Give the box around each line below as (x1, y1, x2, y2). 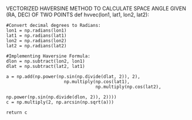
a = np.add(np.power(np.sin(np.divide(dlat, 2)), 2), (6, 74, 141, 80)
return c (6, 109, 28, 115)
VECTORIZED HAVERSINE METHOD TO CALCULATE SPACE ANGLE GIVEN (6, 5, 186, 12)
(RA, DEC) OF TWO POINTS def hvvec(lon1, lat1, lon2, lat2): (6, 11, 150, 18)
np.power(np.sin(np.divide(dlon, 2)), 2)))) (6, 94, 117, 100)
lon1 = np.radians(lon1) (6, 28, 67, 33)
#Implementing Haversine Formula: (6, 53, 91, 59)
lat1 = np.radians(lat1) (6, 33, 67, 39)
